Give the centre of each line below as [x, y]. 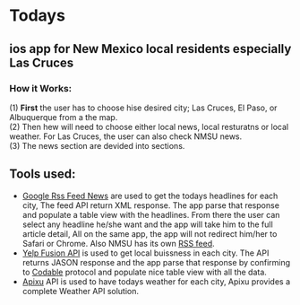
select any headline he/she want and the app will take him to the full [147, 224]
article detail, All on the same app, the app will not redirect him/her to [150, 233]
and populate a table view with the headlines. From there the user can [151, 214]
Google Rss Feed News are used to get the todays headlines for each [150, 196]
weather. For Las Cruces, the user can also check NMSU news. [126, 136]
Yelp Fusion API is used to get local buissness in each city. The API [146, 253]
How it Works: [41, 88]
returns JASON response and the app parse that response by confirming [156, 262]
